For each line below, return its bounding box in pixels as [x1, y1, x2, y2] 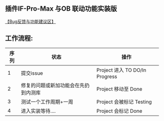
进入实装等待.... [21, 107, 56, 114]
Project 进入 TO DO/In [96, 66, 146, 73]
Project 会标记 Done [96, 107, 143, 114]
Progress [96, 73, 118, 80]
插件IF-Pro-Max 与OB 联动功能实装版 [5, 4, 117, 13]
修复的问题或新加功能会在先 [21, 82, 85, 89]
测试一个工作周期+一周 [21, 98, 73, 105]
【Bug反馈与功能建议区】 [5, 19, 56, 24]
